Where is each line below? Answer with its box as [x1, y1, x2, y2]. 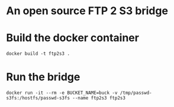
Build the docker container [6, 31, 139, 45]
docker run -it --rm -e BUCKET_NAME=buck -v [6, 90, 118, 96]
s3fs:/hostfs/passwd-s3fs [6, 95, 70, 101]
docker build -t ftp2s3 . [6, 51, 70, 57]
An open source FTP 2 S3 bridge [6, 4, 169, 18]
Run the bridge [6, 70, 80, 84]
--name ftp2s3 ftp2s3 [72, 95, 126, 101]
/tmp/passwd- [120, 90, 152, 96]
